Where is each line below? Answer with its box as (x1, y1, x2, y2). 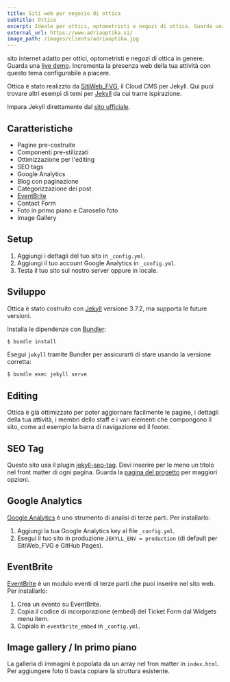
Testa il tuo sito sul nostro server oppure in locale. (16, 266, 159, 274)
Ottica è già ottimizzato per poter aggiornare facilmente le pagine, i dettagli (7, 409, 219, 417)
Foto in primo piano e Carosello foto (16, 206, 118, 215)
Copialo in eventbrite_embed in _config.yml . (16, 622, 140, 630)
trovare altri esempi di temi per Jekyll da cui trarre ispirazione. (7, 90, 182, 98)
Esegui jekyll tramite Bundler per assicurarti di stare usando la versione (7, 350, 212, 358)
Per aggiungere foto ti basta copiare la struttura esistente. (7, 667, 170, 675)
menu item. (16, 614, 49, 622)
